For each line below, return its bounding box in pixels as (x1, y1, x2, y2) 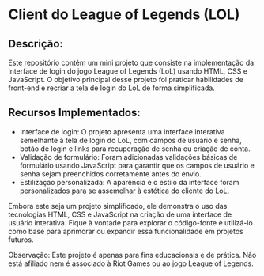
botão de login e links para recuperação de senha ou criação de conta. (19, 144, 251, 153)
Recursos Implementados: (8, 106, 141, 119)
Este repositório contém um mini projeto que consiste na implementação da (8, 58, 255, 67)
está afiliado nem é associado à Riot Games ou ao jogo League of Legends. (8, 259, 255, 268)
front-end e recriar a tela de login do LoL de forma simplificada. (8, 83, 215, 93)
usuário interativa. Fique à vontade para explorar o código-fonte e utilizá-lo (8, 217, 253, 227)
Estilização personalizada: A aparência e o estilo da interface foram (19, 177, 239, 187)
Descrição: (8, 37, 63, 51)
